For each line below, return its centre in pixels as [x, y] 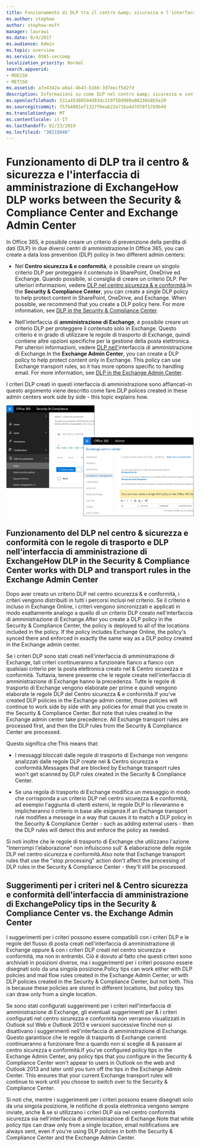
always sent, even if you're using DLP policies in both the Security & [90, 1131]
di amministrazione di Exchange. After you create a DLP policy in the [89, 619]
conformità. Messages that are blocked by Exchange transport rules [97, 768]
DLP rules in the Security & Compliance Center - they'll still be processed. [97, 867]
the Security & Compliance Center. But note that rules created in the [89, 713]
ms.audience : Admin [30, 44]
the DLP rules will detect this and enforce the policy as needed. [92, 830]
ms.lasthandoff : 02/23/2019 [41, 126]
